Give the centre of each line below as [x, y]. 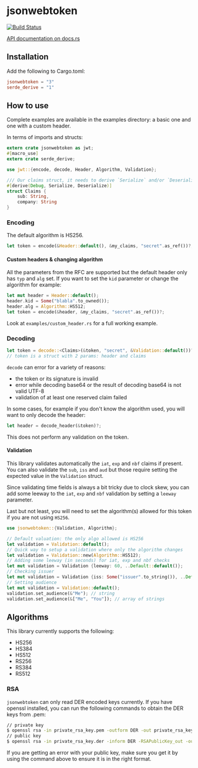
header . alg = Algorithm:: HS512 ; [46, 306]
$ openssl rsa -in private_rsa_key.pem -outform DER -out [79, 730]
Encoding [21, 223]
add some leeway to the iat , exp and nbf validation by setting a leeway [92, 494]
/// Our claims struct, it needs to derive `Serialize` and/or [86, 180]
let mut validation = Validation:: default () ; [63, 588]
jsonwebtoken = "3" [31, 82]
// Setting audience [32, 582]
